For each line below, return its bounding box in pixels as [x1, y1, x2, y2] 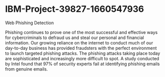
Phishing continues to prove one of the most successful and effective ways [5, 29, 158, 35]
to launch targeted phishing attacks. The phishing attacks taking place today [5, 50, 160, 56]
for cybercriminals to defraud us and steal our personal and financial [5, 35, 144, 40]
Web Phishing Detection [5, 20, 54, 26]
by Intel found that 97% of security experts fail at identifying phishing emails [5, 61, 160, 67]
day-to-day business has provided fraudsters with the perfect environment [5, 45, 157, 51]
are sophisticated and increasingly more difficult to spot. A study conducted [5, 55, 159, 61]
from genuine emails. [5, 66, 48, 72]
